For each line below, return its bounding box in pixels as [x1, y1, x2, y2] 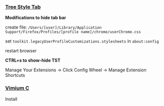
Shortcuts [5, 72, 25, 78]
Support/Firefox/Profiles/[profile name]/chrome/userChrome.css [5, 30, 141, 35]
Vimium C [5, 85, 30, 92]
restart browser [5, 48, 37, 54]
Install [5, 96, 17, 102]
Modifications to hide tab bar [5, 15, 66, 21]
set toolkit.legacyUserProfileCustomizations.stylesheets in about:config [5, 38, 159, 44]
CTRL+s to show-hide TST [5, 57, 61, 63]
